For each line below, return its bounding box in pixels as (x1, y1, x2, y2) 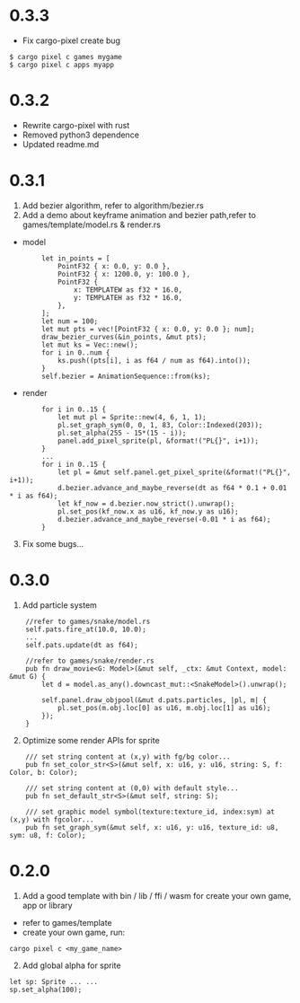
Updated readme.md (22, 138, 100, 149)
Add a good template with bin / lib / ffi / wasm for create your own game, (22, 890, 292, 901)
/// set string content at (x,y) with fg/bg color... (25, 752, 231, 761)
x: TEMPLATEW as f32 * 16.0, (73, 285, 182, 295)
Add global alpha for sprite (22, 960, 121, 971)
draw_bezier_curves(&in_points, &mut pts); (41, 332, 207, 341)
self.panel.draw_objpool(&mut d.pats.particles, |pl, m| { (41, 695, 268, 705)
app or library (22, 900, 74, 911)
